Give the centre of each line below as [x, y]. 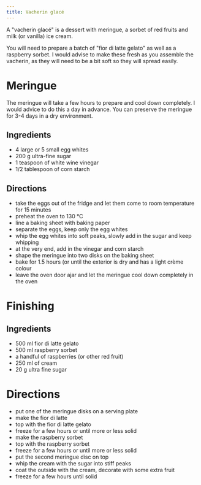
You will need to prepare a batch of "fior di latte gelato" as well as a [91, 48]
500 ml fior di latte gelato [47, 343]
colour [23, 269]
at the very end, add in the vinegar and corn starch [79, 249]
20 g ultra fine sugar [41, 370]
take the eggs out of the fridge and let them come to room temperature [105, 204]
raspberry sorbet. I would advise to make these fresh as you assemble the [100, 54]
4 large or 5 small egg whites [52, 150]
